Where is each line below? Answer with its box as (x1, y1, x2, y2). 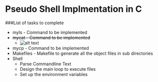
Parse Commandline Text (19, 61, 72, 67)
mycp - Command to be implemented (12, 45, 89, 51)
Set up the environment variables (19, 71, 88, 77)
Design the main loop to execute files (19, 66, 96, 72)
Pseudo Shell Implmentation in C (5, 3, 143, 15)
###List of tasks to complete (5, 20, 64, 26)
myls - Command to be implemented (12, 29, 87, 35)
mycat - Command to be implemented (12, 35, 90, 41)
